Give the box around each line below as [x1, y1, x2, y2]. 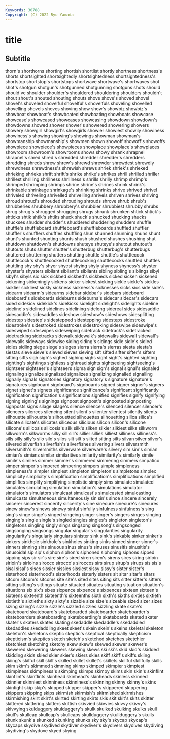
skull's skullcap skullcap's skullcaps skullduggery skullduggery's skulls [5, 711, 154, 718]
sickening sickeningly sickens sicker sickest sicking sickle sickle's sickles [5, 278, 159, 285]
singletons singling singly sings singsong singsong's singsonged [5, 522, 141, 528]
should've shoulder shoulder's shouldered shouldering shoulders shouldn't [5, 90, 162, 96]
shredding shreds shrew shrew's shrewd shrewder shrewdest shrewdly [5, 160, 154, 166]
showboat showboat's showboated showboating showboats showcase [5, 111, 153, 117]
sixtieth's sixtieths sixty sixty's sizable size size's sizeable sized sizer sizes [5, 598, 162, 604]
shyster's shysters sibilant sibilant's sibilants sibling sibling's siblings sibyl [5, 268, 160, 274]
